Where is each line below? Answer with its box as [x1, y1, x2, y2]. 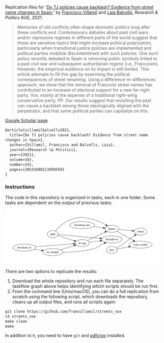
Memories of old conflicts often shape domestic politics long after [17, 24, 151, 30]
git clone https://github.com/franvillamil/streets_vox [5, 309, 122, 314]
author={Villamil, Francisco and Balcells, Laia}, [9, 142, 115, 147]
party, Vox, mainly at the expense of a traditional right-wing [17, 92, 137, 98]
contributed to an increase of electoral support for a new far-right [17, 87, 150, 93]
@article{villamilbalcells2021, [5, 128, 71, 133]
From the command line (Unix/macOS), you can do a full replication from [12, 288, 160, 294]
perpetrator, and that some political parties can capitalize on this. [17, 108, 149, 114]
